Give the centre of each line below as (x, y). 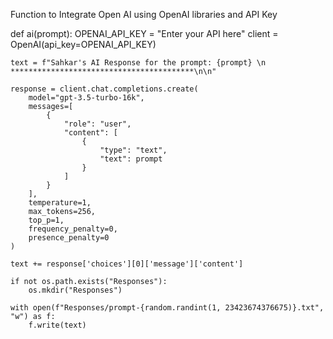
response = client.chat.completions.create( (104, 89)
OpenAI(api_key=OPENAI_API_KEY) (83, 44)
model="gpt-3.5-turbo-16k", (86, 98)
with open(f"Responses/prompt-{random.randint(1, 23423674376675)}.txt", (167, 308)
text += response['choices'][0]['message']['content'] (127, 264)
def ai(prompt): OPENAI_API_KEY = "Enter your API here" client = (144, 33)
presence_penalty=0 (69, 238)
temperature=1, (60, 203)
